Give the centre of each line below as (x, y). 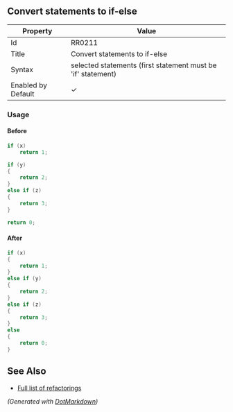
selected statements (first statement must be (144, 65)
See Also (27, 371)
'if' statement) (93, 74)
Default (23, 94)
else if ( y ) (24, 279)
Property (37, 31)
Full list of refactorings (49, 388)
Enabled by (29, 85)
